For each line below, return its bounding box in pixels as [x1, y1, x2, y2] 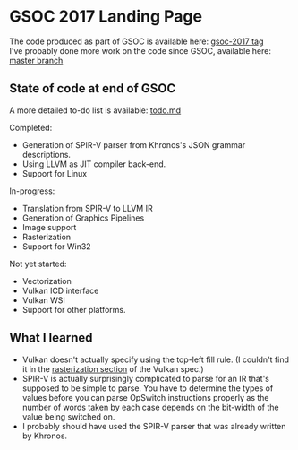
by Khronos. [21, 430, 68, 441]
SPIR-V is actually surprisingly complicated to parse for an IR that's [21, 373, 270, 384]
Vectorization [21, 275, 72, 286]
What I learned [9, 330, 93, 346]
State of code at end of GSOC [9, 81, 176, 96]
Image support [21, 221, 77, 232]
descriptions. [21, 149, 72, 160]
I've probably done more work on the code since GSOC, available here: [9, 45, 271, 56]
